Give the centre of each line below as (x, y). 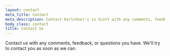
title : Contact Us (25, 29)
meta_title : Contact (27, 15)
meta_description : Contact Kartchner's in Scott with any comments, (79, 19)
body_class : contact (27, 24)
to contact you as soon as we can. (41, 48)
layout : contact (22, 10)
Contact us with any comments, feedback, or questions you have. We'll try (83, 43)
